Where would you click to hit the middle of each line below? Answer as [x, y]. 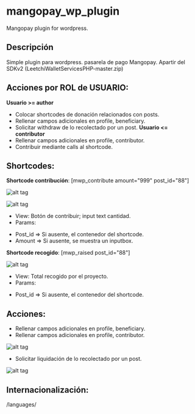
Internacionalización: [48, 390]
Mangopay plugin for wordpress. [47, 28]
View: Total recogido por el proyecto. [62, 277]
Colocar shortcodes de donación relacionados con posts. [87, 114]
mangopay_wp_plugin [63, 11]
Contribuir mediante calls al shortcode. [64, 147]
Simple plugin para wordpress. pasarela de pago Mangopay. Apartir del [96, 62]
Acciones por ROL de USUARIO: [68, 88]
